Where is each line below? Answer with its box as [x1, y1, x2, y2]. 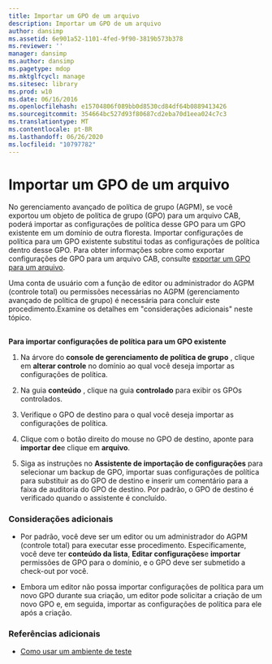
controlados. [19, 393, 63, 403]
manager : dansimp [8, 50, 67, 58]
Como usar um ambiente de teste [19, 647, 132, 657]
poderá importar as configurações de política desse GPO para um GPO [8, 219, 246, 229]
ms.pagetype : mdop [8, 65, 71, 73]
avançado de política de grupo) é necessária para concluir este [8, 296, 221, 306]
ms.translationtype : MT [8, 118, 89, 126]
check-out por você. [19, 566, 89, 576]
